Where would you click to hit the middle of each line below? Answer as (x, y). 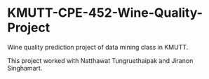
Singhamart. (25, 68)
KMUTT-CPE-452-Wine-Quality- (105, 13)
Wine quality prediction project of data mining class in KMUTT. (98, 47)
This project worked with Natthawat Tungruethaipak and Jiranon (100, 60)
